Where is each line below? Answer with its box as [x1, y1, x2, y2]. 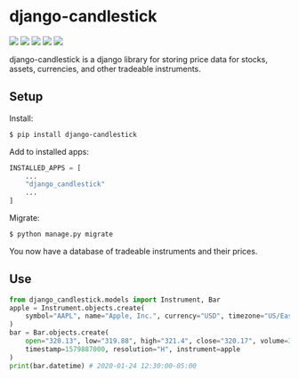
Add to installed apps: [9, 146, 89, 157]
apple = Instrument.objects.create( [9, 303, 145, 312]
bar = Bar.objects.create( [9, 328, 109, 337]
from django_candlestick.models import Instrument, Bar [9, 295, 221, 304]
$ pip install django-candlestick [9, 130, 138, 139]
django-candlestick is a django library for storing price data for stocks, [9, 53, 269, 64]
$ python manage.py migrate [9, 230, 114, 238]
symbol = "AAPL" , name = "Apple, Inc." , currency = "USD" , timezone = [25, 311, 265, 321]
